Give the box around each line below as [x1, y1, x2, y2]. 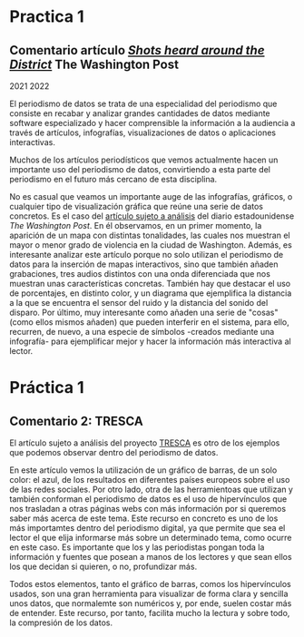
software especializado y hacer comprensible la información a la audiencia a [9, 118, 296, 128]
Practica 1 [9, 6, 84, 27]
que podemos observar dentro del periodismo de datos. [9, 447, 219, 457]
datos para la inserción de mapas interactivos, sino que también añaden [9, 259, 279, 269]
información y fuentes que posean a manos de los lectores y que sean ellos [9, 552, 292, 562]
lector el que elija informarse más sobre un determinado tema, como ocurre [9, 533, 292, 543]
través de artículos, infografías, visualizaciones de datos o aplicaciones [9, 127, 277, 138]
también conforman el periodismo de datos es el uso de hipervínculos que [9, 494, 288, 505]
